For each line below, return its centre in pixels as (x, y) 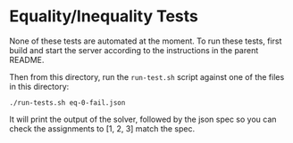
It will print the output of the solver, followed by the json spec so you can (143, 119)
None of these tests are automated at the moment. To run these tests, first (146, 41)
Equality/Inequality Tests (104, 16)
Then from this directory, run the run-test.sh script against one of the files (147, 76)
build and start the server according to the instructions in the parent (134, 50)
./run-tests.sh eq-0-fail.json (67, 103)
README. (27, 60)
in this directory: (39, 86)
